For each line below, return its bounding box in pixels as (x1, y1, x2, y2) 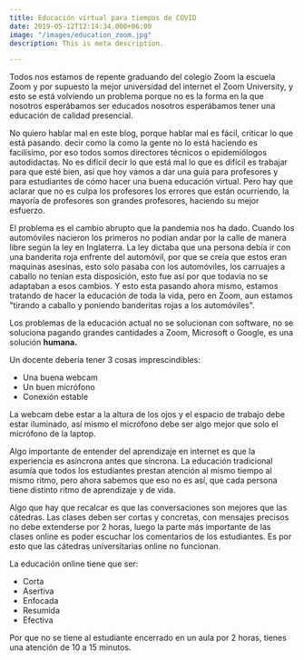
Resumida (22, 605, 61, 616)
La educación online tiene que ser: (9, 558, 139, 569)
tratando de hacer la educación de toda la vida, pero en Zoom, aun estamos (9, 290, 293, 301)
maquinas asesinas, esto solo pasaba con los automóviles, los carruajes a (9, 261, 286, 273)
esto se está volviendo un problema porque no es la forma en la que (9, 91, 265, 102)
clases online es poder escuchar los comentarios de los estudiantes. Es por (9, 531, 292, 542)
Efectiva (22, 615, 54, 625)
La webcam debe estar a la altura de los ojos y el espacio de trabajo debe (9, 409, 286, 420)
